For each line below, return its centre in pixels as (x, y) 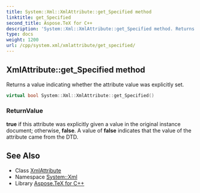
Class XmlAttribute (38, 170)
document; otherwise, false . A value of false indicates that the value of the (99, 130)
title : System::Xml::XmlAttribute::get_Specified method (79, 12)
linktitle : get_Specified (38, 17)
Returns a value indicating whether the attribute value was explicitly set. (95, 84)
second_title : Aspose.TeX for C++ (50, 23)
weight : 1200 (23, 40)
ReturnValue (25, 111)
